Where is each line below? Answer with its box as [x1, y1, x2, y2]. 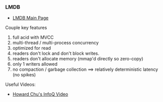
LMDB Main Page [12, 15, 49, 21]
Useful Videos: [5, 81, 36, 87]
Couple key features [5, 25, 47, 31]
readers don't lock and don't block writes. [12, 50, 100, 56]
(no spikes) [12, 72, 36, 78]
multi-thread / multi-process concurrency [12, 40, 99, 46]
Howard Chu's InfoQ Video [12, 91, 68, 97]
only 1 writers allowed [12, 61, 58, 67]
